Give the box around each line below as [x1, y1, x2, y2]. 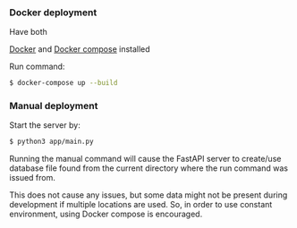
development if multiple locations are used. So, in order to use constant [9, 199, 273, 210]
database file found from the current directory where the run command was [9, 163, 289, 173]
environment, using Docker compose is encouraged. [9, 208, 203, 220]
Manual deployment [9, 100, 98, 113]
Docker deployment [9, 6, 98, 19]
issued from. [9, 173, 56, 183]
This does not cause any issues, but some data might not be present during [9, 190, 288, 200]
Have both [9, 27, 47, 38]
